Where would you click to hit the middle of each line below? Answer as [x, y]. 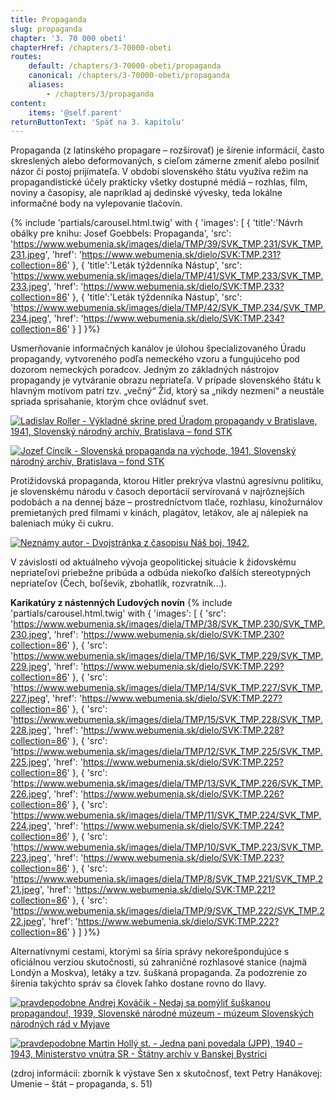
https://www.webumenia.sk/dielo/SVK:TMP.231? [181, 255]
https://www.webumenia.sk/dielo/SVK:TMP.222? [179, 922]
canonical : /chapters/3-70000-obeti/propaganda [129, 76]
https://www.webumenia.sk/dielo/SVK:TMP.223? [184, 858]
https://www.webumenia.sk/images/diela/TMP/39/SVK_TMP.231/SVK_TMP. [168, 244]
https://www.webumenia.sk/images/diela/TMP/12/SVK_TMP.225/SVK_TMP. [168, 752]
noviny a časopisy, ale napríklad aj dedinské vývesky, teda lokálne [146, 193]
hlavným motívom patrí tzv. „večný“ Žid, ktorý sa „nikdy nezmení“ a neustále [167, 391]
